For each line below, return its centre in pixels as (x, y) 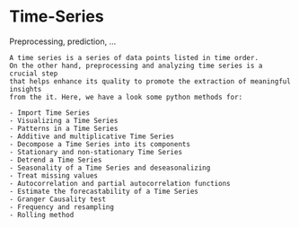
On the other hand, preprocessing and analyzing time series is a (136, 66)
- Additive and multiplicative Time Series (92, 136)
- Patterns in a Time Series (64, 128)
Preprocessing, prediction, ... (63, 41)
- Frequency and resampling (62, 207)
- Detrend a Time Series (56, 160)
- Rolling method (42, 215)
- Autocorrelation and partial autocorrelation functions (120, 183)
